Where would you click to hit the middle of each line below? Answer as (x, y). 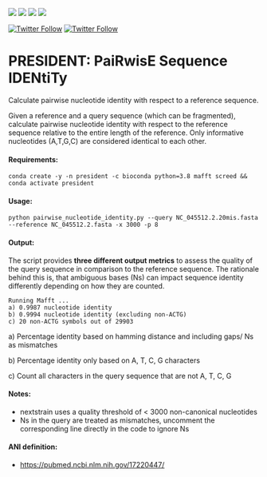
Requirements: (33, 159)
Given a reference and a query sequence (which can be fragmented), (122, 115)
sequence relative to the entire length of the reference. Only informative (126, 133)
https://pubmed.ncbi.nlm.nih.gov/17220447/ (92, 464)
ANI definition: (33, 447)
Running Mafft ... (39, 300)
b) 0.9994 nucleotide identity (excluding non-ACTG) (98, 314)
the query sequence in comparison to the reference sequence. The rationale (133, 268)
